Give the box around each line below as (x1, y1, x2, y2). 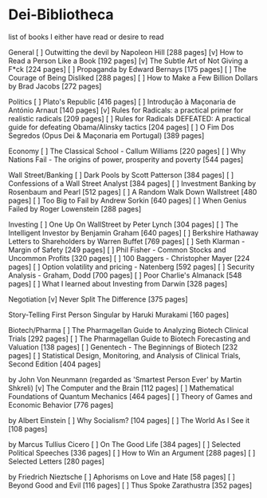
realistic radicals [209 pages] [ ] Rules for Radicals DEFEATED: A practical (8, 113, 251, 123)
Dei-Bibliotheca (8, 6, 114, 24)
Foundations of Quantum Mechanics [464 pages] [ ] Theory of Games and (8, 391, 253, 401)
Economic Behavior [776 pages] (8, 400, 114, 409)
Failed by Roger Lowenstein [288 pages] (8, 204, 142, 213)
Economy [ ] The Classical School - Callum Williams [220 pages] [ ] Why (8, 146, 246, 156)
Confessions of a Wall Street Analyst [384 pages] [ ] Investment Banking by (8, 178, 257, 188)
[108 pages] (8, 424, 48, 433)
